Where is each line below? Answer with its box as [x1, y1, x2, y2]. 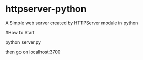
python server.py [5, 39, 42, 45]
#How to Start [5, 29, 35, 35]
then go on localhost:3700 [5, 49, 61, 55]
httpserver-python [5, 3, 87, 15]
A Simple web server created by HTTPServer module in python [5, 20, 138, 26]
